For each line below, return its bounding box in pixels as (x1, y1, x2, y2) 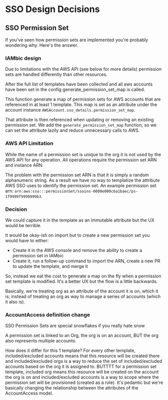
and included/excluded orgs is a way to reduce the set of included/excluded (5, 358, 162, 364)
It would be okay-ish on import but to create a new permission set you (5, 232, 150, 238)
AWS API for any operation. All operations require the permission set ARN (5, 157, 157, 163)
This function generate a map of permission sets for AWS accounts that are (5, 96, 161, 103)
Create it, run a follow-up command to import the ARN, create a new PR (12, 258, 160, 264)
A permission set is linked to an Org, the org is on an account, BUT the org (5, 333, 159, 339)
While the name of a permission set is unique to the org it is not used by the (5, 151, 161, 157)
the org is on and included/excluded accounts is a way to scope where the (5, 374, 159, 380)
